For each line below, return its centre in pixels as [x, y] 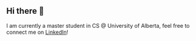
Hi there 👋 [25, 11]
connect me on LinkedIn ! [37, 32]
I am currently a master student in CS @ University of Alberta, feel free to [98, 25]
